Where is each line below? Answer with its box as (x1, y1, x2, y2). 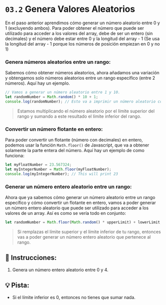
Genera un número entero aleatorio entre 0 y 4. (12, 266, 109, 273)
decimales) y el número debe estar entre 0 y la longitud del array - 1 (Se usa (5, 36, 160, 42)
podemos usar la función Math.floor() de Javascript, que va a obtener (5, 142, 150, 148)
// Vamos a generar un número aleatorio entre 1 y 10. (5, 90, 121, 95)
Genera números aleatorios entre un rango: (5, 58, 111, 65)
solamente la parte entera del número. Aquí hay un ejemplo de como (5, 148, 145, 153)
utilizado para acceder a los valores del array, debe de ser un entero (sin (5, 30, 153, 36)
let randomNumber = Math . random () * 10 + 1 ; (5, 95, 98, 100)
